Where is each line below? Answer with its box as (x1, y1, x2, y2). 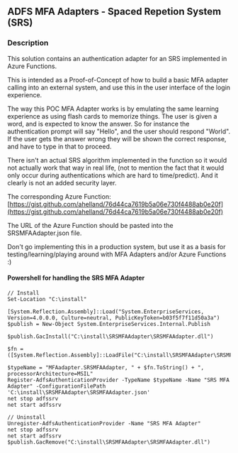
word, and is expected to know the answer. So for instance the (7, 119, 190, 128)
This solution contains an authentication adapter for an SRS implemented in (7, 54, 227, 62)
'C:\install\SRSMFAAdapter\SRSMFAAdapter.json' (7, 388, 151, 396)
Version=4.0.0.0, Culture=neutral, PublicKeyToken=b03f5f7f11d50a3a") (7, 314, 220, 322)
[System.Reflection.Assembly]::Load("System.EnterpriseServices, (7, 308, 204, 315)
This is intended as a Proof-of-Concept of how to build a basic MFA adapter (7, 75, 229, 84)
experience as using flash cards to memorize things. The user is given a (7, 111, 217, 120)
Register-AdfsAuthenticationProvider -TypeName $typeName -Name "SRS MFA (7, 376, 230, 383)
